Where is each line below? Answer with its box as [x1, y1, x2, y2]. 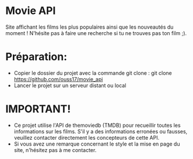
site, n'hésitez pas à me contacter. [13, 146, 97, 153]
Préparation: [5, 50, 68, 64]
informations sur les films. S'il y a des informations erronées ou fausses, [13, 127, 188, 135]
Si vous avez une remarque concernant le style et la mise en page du [13, 140, 180, 147]
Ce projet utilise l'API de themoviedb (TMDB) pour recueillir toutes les [13, 122, 181, 129]
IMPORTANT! [5, 102, 71, 116]
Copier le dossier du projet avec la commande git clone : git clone [13, 69, 173, 77]
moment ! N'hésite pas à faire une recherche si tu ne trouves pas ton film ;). [5, 29, 187, 36]
